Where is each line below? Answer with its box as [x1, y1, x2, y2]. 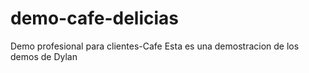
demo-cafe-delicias [10, 7, 179, 30]
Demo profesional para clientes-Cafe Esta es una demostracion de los [10, 40, 300, 52]
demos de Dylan [10, 50, 78, 62]
